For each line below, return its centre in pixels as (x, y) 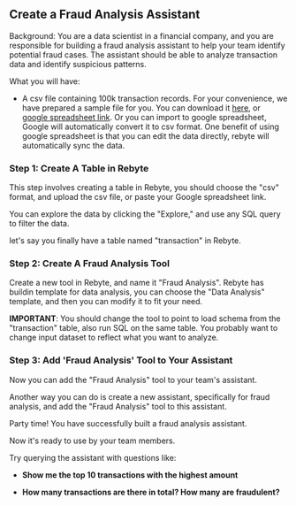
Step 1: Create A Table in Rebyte (79, 168)
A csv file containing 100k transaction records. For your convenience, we (155, 98)
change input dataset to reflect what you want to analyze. (114, 337)
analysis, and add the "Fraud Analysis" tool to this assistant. (118, 406)
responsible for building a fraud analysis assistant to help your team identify (147, 45)
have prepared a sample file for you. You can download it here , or (141, 107)
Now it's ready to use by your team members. (92, 441)
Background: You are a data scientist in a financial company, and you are (141, 35)
